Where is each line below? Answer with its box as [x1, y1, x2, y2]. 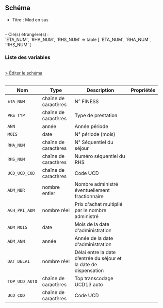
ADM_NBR [7, 187, 25, 193]
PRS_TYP [7, 113, 25, 118]
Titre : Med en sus [12, 17, 49, 22]
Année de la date [74, 235, 113, 242]
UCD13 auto [74, 281, 103, 288]
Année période [74, 123, 109, 130]
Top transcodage [74, 275, 114, 282]
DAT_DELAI [7, 259, 30, 264]
